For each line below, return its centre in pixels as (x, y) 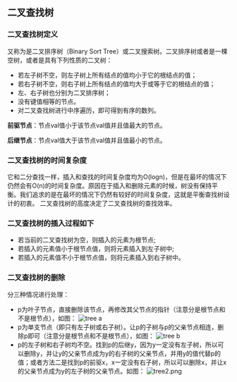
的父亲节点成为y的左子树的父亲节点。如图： (81, 371)
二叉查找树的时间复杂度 (47, 160)
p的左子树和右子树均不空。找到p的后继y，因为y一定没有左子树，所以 (117, 345)
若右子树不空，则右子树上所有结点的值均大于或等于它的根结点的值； (116, 84)
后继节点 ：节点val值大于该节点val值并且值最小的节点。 (87, 140)
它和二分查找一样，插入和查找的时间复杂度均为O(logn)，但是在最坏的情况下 (117, 177)
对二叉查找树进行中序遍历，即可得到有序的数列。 (89, 110)
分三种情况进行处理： (38, 294)
